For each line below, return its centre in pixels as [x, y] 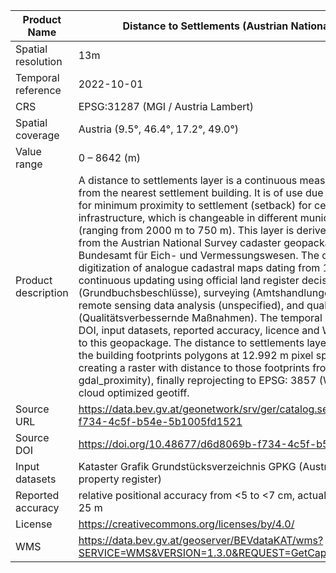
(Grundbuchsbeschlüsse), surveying [164, 292]
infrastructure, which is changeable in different [188, 217]
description [42, 292]
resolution [39, 61]
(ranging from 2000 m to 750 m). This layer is [186, 230]
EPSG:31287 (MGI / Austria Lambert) [166, 106]
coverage [37, 135]
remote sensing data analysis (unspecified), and [191, 305]
